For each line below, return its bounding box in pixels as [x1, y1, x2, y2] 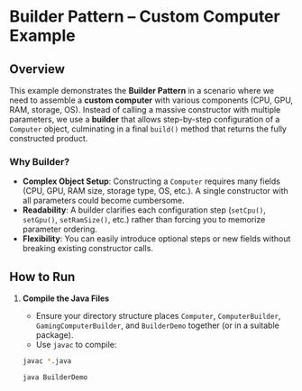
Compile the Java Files [22, 293, 110, 304]
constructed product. [9, 133, 88, 143]
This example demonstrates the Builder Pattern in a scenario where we [9, 86, 275, 95]
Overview [9, 61, 66, 77]
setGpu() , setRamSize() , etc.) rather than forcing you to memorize [22, 214, 266, 225]
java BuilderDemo [22, 372, 88, 382]
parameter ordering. [22, 223, 97, 235]
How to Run [9, 268, 76, 285]
